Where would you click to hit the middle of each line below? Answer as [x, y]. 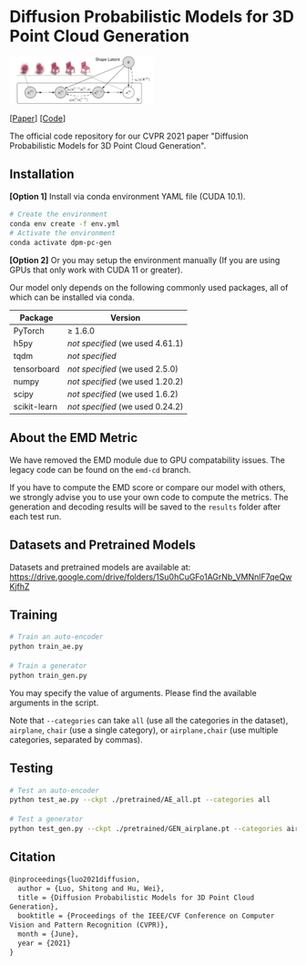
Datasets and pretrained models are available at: [100, 567]
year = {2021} [44, 943]
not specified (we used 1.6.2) [123, 395]
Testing [31, 769]
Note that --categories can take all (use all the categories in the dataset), [149, 720]
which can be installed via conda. [72, 297]
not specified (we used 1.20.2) [125, 381]
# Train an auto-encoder [56, 637]
